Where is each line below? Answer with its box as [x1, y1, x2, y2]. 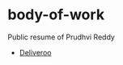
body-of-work [7, 6, 105, 24]
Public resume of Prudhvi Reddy [7, 32, 115, 42]
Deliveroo [19, 47, 52, 57]
